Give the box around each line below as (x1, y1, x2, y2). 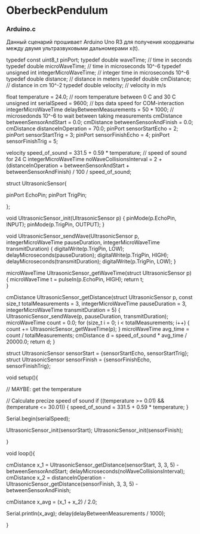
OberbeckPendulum (6, 4, 109, 17)
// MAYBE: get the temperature (6, 386, 82, 393)
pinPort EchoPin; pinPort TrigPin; (6, 192, 87, 199)
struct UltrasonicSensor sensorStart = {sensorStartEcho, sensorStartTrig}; (6, 350, 189, 357)
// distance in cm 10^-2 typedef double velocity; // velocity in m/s (6, 82, 166, 89)
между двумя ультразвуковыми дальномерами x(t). (6, 45, 140, 52)
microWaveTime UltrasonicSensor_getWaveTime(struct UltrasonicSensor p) (6, 269, 192, 277)
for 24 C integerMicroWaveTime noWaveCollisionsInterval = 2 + (6, 156, 162, 163)
